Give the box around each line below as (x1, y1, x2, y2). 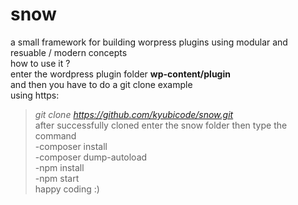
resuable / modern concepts (10, 46, 128, 58)
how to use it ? (10, 57, 71, 69)
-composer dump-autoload (34, 151, 148, 163)
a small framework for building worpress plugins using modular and (10, 36, 288, 48)
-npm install (34, 161, 85, 173)
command (34, 129, 77, 142)
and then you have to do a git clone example (10, 78, 193, 90)
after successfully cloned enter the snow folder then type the (34, 119, 288, 131)
